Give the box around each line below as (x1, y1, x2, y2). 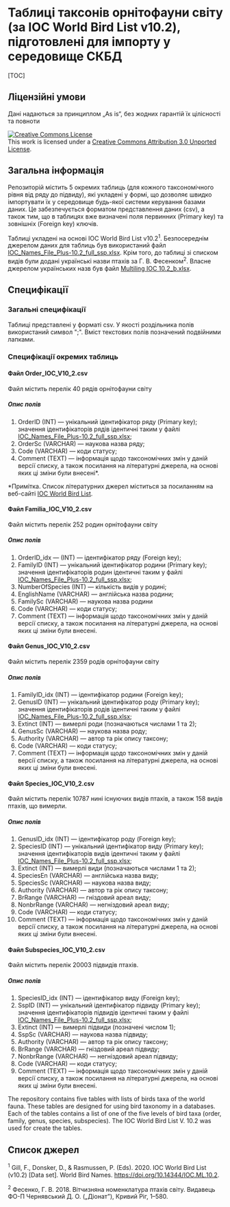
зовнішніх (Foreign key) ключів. (8, 219, 99, 228)
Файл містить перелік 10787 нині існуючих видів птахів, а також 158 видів (8, 795, 223, 803)
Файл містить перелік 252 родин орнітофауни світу (8, 520, 158, 529)
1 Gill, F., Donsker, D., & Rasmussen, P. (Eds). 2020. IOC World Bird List (8, 1162, 207, 1171)
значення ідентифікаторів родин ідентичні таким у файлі (17, 568, 183, 576)
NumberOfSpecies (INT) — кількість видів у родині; (17, 582, 167, 590)
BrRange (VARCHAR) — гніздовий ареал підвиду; (17, 1045, 160, 1053)
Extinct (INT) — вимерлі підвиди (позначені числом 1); (17, 1023, 176, 1032)
